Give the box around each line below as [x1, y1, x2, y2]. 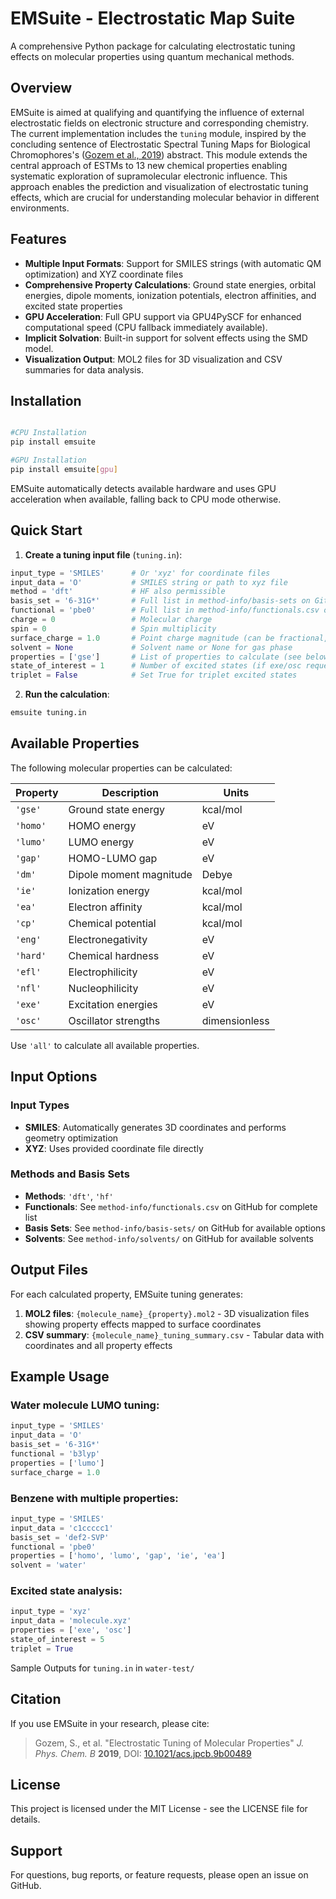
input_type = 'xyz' [10, 1607, 92, 1617]
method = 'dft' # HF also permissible [10, 587, 226, 597]
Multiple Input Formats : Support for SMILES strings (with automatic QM [24, 257, 322, 269]
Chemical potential [68, 916, 157, 930]
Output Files [10, 1262, 88, 1279]
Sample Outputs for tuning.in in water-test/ [10, 1662, 195, 1674]
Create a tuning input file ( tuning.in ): [24, 548, 183, 561]
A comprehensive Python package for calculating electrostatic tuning [10, 40, 296, 52]
